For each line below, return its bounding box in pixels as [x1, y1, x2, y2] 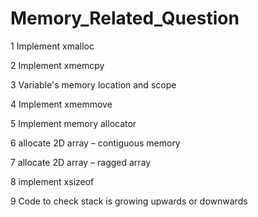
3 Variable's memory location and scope [10, 78, 177, 91]
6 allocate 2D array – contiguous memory [10, 137, 181, 149]
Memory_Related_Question [10, 7, 240, 30]
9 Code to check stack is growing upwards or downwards [10, 195, 248, 207]
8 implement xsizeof [10, 175, 95, 187]
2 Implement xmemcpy [10, 59, 105, 71]
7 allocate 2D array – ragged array [10, 156, 152, 168]
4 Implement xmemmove [10, 98, 113, 110]
